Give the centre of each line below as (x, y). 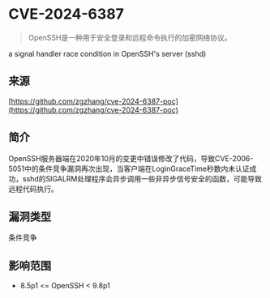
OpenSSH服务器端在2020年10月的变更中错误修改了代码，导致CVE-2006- (131, 158)
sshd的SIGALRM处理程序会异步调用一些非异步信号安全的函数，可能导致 (142, 178)
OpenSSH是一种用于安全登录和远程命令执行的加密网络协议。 (130, 37)
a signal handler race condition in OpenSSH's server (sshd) (107, 53)
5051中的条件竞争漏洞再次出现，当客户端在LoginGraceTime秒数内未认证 (129, 168)
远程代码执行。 (33, 189)
